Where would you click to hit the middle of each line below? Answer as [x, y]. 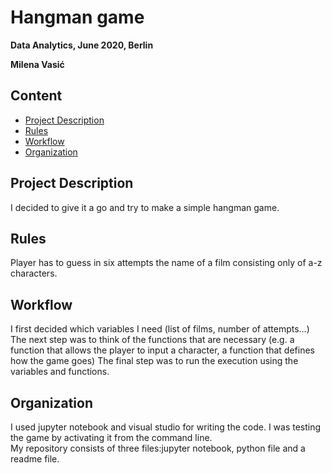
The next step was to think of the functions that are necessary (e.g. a [152, 340]
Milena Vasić [37, 64]
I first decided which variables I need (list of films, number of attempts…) [160, 329]
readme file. [35, 459]
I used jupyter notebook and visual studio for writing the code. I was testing [166, 427]
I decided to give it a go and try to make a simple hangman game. [145, 207]
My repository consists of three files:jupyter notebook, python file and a [158, 448]
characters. [34, 273]
